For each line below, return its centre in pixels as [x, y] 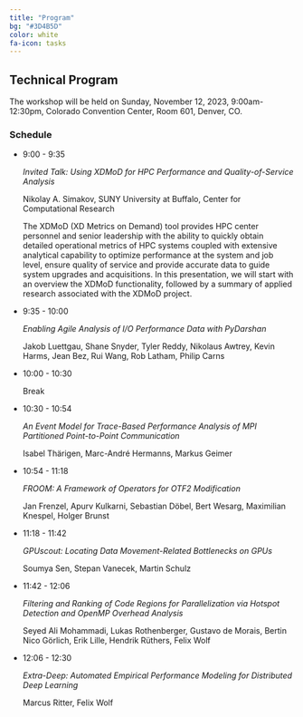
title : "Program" [42, 18]
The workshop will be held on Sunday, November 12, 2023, [119, 102]
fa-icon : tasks [38, 43]
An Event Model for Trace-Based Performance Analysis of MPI [140, 426]
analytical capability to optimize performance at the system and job [148, 256]
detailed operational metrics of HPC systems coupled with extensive [150, 246]
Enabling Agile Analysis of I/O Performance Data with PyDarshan [144, 329]
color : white [34, 34]
